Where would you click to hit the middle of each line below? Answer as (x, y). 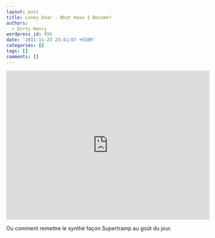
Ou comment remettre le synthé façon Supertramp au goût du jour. (89, 228)
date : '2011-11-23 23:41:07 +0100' (51, 40)
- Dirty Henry (29, 29)
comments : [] (23, 57)
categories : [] (25, 46)
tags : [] (17, 51)
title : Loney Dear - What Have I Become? (59, 17)
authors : (17, 23)
